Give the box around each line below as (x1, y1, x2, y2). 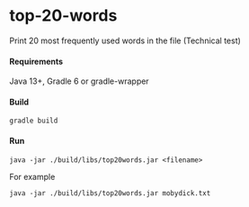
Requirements (9, 56, 64, 67)
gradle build (9, 116, 58, 126)
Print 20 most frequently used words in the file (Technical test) (9, 35, 241, 46)
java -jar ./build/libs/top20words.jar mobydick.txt (9, 188, 211, 198)
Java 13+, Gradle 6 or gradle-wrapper (9, 76, 150, 86)
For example (9, 171, 56, 182)
